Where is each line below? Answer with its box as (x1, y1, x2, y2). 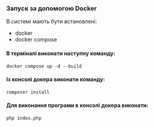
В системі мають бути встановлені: (6, 18, 97, 25)
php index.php (6, 115, 42, 121)
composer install (6, 89, 50, 95)
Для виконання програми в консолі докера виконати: (6, 102, 149, 109)
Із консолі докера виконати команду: (6, 76, 105, 83)
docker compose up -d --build (6, 63, 82, 69)
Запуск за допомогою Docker (6, 4, 97, 13)
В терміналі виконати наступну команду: (6, 49, 115, 57)
